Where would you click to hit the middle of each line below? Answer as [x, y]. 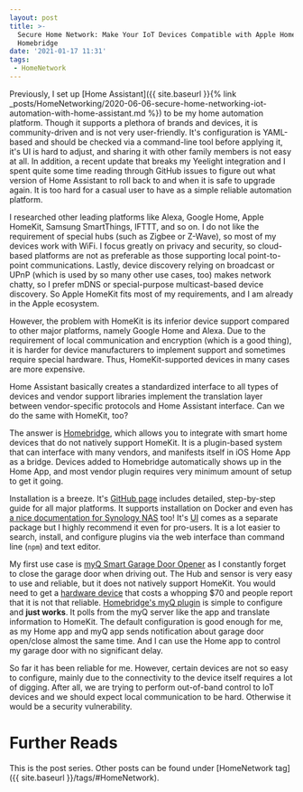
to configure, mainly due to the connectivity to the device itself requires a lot [151, 677]
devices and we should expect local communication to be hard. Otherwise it [150, 696]
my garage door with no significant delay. [87, 650]
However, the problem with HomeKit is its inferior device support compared [150, 321]
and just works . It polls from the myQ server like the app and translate [140, 612]
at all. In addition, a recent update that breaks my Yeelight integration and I [147, 161]
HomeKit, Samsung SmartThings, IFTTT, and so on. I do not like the [134, 226]
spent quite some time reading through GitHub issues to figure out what [142, 170]
